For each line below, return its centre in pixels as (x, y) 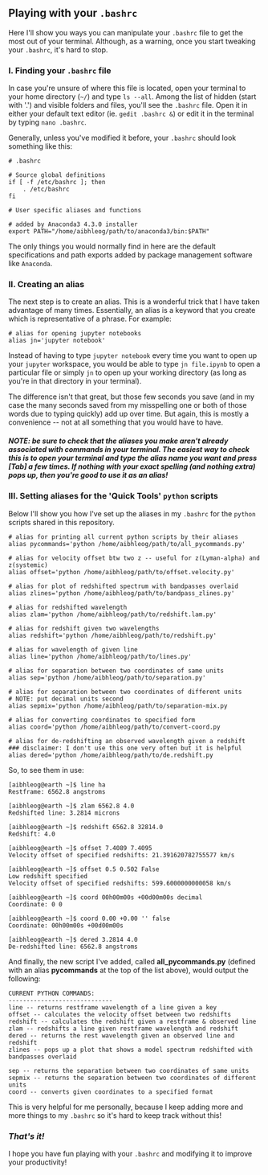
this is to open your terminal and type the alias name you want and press (133, 458)
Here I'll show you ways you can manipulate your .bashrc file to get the (126, 32)
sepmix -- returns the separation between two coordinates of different (132, 1078)
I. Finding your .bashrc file (60, 70)
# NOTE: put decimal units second (66, 699)
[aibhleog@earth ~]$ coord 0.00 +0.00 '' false (89, 918)
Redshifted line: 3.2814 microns (64, 813)
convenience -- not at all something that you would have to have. (116, 422)
